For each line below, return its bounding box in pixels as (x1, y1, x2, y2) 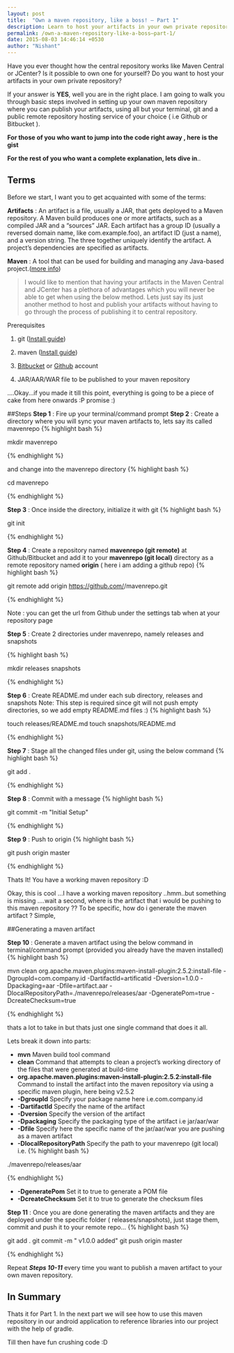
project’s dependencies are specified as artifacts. (7, 243, 149, 252)
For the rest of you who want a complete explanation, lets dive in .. (7, 154, 201, 162)
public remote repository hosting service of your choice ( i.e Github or (7, 112, 208, 121)
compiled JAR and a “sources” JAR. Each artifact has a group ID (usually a (7, 221, 221, 229)
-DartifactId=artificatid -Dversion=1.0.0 (86, 974, 199, 982)
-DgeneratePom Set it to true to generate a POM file (17, 1187, 169, 1195)
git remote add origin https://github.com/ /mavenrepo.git (7, 582, 168, 590)
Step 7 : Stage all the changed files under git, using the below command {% (7, 746, 225, 755)
